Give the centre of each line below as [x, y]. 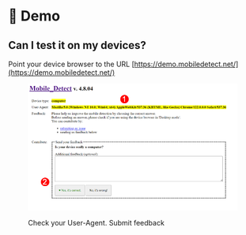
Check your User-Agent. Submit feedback [96, 223]
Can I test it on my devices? [77, 45]
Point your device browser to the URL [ [71, 64]
